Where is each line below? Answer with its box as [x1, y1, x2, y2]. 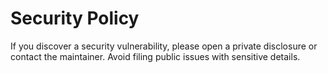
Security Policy [10, 7, 140, 30]
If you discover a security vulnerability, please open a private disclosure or [10, 40, 318, 52]
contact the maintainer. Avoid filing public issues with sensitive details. [10, 50, 301, 62]
